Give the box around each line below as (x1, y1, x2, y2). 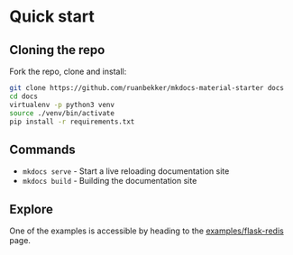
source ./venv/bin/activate (9, 108, 115, 118)
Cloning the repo (9, 42, 105, 58)
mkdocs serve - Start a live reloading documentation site (22, 166, 230, 177)
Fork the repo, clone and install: (9, 66, 127, 77)
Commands (9, 141, 77, 157)
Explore (9, 201, 54, 217)
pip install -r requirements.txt (9, 117, 135, 126)
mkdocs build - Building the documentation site (22, 176, 197, 187)
